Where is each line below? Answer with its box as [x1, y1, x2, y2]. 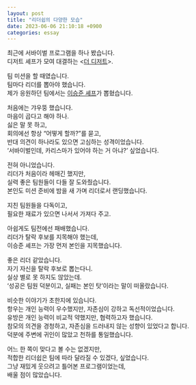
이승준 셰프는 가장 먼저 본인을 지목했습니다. [7, 241, 122, 250]
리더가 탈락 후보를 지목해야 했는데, [7, 233, 98, 241]
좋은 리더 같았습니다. [7, 256, 62, 264]
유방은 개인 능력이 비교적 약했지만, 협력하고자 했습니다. [7, 313, 153, 322]
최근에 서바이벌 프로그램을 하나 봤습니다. [7, 49, 115, 57]
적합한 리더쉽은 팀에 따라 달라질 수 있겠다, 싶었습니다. [7, 353, 149, 362]
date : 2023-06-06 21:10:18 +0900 [7, 23, 102, 29]
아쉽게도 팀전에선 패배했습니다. [7, 224, 90, 233]
